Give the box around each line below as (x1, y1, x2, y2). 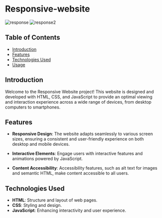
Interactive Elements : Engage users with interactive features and (12, 151, 143, 156)
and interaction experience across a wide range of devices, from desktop (5, 99, 152, 105)
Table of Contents (5, 33, 61, 42)
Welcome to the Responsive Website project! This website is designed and (5, 89, 154, 94)
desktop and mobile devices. (12, 141, 70, 147)
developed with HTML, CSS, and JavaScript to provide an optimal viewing (5, 93, 153, 100)
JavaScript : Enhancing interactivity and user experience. (12, 207, 127, 214)
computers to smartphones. (5, 104, 61, 110)
